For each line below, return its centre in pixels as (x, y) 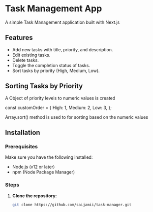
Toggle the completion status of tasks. (51, 65)
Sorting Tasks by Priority (44, 86)
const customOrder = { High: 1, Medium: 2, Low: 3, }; (59, 107)
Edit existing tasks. (31, 55)
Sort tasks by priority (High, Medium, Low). (56, 71)
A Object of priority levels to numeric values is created (60, 98)
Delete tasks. (26, 60)
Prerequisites (21, 146)
